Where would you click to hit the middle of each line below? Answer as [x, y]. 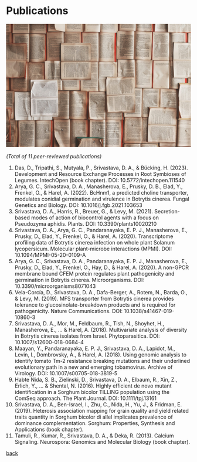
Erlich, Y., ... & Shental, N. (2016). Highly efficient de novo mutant [93, 386]
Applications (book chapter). [49, 429]
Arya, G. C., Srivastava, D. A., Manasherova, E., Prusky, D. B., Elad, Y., [98, 186]
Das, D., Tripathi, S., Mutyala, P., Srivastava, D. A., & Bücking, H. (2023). [101, 168]
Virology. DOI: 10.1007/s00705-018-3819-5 [66, 373]
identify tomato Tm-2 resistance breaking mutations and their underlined [102, 361]
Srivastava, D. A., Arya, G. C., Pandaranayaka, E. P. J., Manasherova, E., [101, 230]
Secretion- [167, 211]
